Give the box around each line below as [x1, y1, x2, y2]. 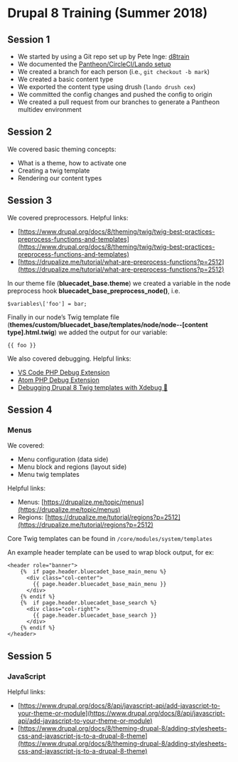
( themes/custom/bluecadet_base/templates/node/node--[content [7, 320, 208, 329]
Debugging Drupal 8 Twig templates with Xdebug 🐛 [17, 383, 168, 391]
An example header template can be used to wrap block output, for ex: [7, 548, 215, 557]
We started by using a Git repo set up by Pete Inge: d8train [17, 52, 190, 61]
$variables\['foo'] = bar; [7, 300, 87, 307]
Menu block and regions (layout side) [17, 463, 127, 471]
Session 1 [7, 34, 50, 46]
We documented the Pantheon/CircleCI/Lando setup [17, 60, 171, 68]
